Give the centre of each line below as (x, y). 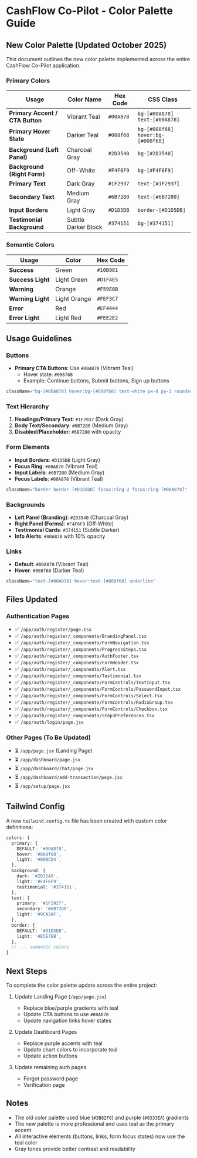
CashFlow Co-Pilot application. (43, 65)
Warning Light (29, 298)
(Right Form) (27, 174)
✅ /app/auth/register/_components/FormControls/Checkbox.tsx (91, 708)
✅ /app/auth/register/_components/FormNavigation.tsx (82, 642)
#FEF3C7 (107, 299)
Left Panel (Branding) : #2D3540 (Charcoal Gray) (72, 517)
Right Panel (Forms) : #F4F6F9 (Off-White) (64, 523)
